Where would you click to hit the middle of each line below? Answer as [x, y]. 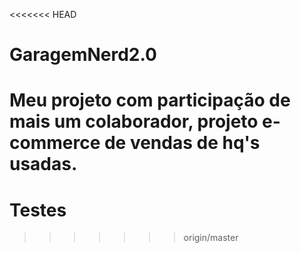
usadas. [43, 164]
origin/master [211, 238]
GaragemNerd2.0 [83, 55]
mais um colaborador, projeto [134, 121]
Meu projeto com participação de [150, 100]
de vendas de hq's [182, 143]
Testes [38, 210]
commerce [55, 143]
